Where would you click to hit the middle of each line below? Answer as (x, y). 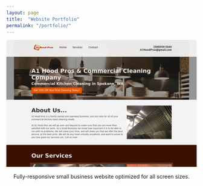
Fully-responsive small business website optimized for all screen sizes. (101, 177)
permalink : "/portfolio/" (39, 25)
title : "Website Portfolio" (43, 19)
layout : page (23, 13)
